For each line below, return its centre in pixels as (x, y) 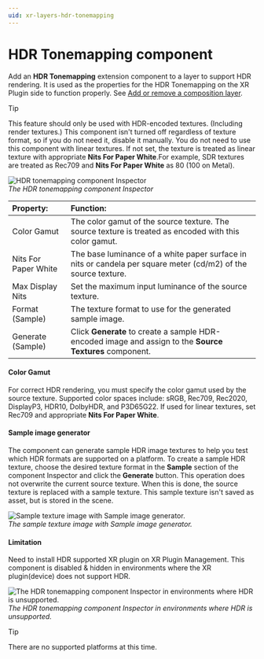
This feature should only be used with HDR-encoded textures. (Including (126, 123)
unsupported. (30, 617)
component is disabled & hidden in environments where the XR (110, 568)
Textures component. (111, 351)
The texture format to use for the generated (151, 309)
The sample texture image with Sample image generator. (100, 524)
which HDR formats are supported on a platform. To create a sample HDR (127, 458)
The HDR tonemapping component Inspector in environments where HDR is (130, 608)
